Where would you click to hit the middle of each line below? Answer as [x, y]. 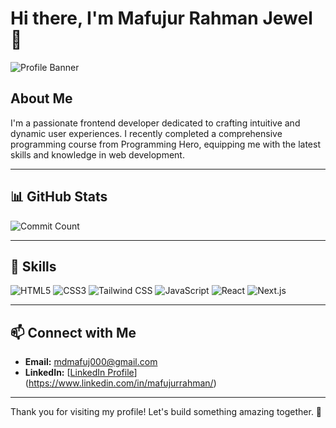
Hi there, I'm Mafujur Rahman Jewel [161, 18]
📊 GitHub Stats [59, 197]
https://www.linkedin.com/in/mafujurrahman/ [121, 383]
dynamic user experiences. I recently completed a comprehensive [146, 133]
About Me [41, 98]
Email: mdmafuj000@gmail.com [91, 362]
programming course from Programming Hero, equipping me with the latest [165, 144]
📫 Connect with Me [73, 332]
